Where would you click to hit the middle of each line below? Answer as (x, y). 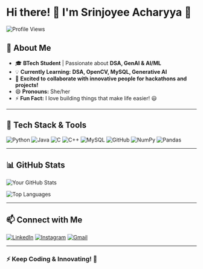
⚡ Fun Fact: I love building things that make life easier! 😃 (86, 98)
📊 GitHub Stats (36, 165)
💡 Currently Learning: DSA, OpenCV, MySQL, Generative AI (91, 71)
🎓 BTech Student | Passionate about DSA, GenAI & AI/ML (88, 63)
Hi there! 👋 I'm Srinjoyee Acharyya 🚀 (99, 12)
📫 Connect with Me (44, 220)
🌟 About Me (29, 48)
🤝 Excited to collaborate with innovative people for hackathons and (101, 79)
